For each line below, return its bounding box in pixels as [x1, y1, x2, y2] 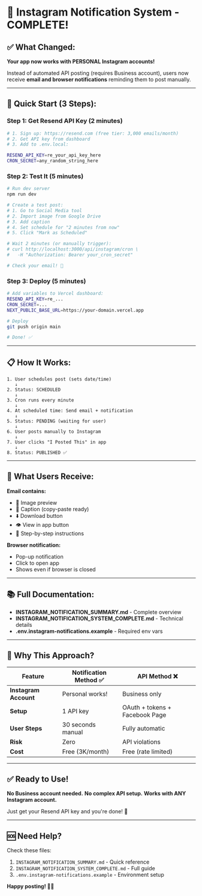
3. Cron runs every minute [7, 397, 74, 403]
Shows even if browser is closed [15, 566, 96, 573]
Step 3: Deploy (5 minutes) [7, 277, 86, 285]
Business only [122, 689, 162, 698]
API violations [122, 737, 161, 746]
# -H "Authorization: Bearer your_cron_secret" [7, 252, 134, 258]
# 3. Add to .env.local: [7, 141, 69, 147]
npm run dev [7, 191, 37, 197]
